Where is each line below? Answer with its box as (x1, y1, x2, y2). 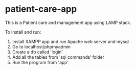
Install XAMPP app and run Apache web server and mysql (12, 38, 129, 45)
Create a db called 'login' (12, 49, 63, 55)
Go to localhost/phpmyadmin (12, 44, 71, 49)
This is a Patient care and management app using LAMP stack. (5, 20, 131, 25)
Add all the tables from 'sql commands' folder (12, 54, 105, 60)
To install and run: (5, 29, 42, 35)
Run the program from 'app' (12, 59, 68, 65)
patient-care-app (5, 3, 77, 15)
